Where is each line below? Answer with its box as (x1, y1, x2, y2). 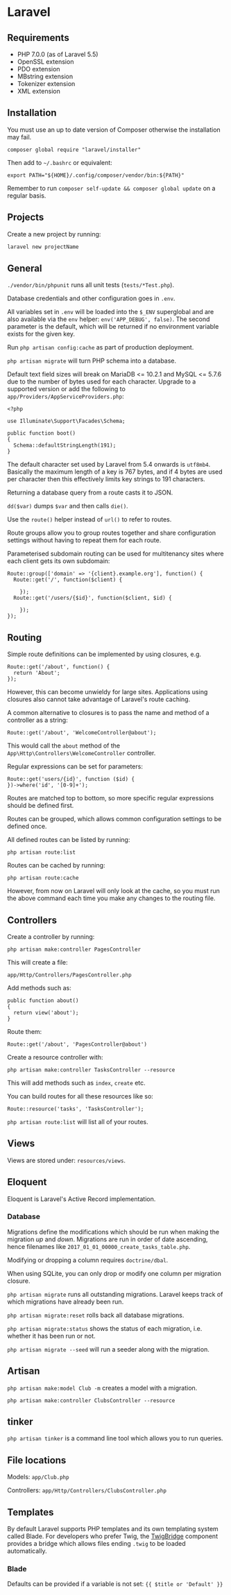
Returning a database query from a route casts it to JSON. (7, 488, 173, 497)
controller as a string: (7, 716, 68, 725)
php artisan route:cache (7, 874, 79, 881)
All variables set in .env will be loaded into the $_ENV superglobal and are (7, 308, 214, 316)
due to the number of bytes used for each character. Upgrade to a (7, 377, 196, 386)
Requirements (7, 32, 69, 44)
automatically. (7, 1547, 47, 1555)
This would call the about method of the (7, 741, 120, 750)
